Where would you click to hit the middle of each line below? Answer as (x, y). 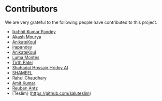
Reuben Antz (25, 88)
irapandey (22, 47)
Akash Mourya (27, 37)
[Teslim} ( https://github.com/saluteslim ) (52, 93)
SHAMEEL (22, 72)
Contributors (31, 9)
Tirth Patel (22, 62)
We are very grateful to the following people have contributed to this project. (81, 22)
